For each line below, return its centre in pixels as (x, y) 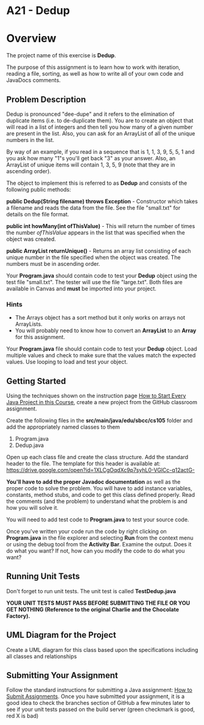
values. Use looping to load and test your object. (67, 362)
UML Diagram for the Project (62, 635)
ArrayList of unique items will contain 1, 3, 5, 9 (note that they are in (91, 165)
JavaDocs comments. (33, 80)
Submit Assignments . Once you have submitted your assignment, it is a (95, 696)
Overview (31, 39)
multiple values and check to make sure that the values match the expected (101, 355)
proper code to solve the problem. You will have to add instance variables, (99, 488)
